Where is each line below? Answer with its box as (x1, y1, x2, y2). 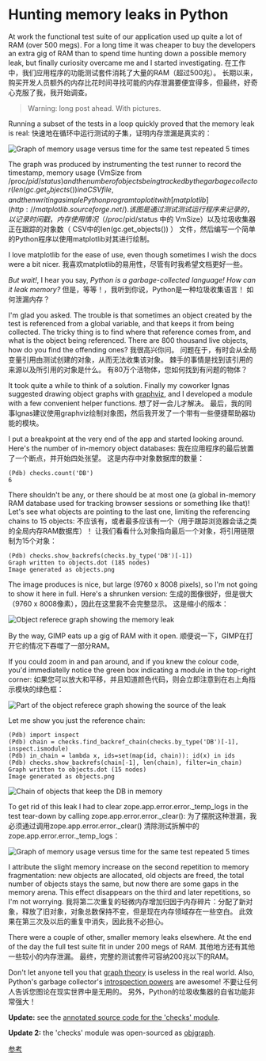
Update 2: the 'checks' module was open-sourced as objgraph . (8, 1028, 216, 1037)
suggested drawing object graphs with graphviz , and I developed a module (8, 389, 253, 398)
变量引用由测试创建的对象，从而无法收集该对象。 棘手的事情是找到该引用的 (8, 355, 253, 364)
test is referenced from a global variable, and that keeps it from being (8, 318, 234, 328)
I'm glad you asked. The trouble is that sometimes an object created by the (8, 310, 253, 320)
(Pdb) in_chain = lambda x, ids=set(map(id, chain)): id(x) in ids (8, 751, 236, 759)
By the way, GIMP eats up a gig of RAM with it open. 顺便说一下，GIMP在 (8, 631, 247, 641)
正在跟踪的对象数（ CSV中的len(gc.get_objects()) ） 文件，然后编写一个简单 (8, 224, 256, 234)
